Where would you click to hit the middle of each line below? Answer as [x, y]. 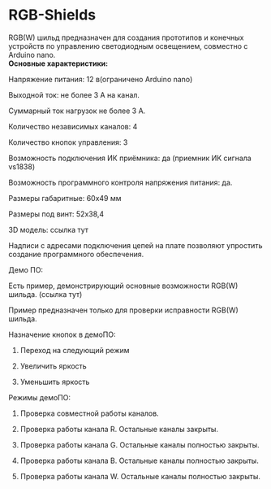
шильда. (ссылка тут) [45, 294]
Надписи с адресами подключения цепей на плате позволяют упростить [135, 245]
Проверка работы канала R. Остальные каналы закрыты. [119, 429]
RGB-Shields [52, 15]
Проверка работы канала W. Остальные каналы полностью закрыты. [140, 476]
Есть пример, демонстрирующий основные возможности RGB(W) [123, 286]
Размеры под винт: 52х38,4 [56, 214]
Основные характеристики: [58, 63]
